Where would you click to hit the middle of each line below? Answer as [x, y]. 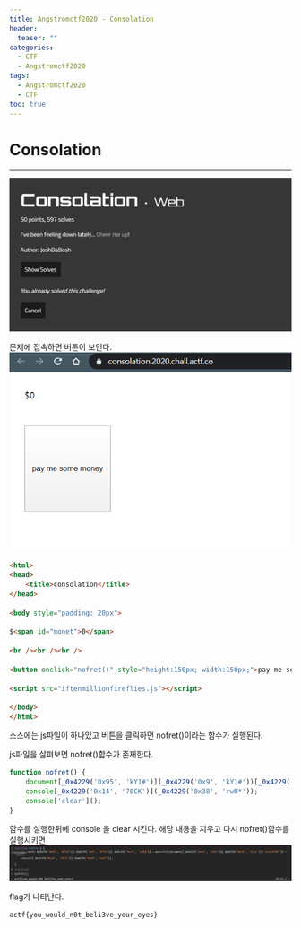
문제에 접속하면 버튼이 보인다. [61, 347]
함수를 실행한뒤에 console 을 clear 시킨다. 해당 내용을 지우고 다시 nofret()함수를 [150, 828]
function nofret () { [48, 773]
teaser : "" [38, 38]
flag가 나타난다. [37, 897]
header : [24, 28]
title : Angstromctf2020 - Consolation [82, 19]
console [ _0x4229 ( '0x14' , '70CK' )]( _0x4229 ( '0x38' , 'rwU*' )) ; [142, 791]
